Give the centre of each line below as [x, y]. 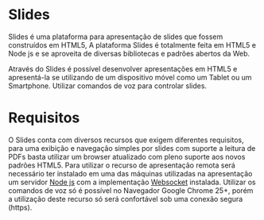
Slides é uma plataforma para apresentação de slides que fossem [116, 37]
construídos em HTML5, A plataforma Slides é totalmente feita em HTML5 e [132, 44]
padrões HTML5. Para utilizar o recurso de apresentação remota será [122, 165]
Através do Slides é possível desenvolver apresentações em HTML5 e [123, 68]
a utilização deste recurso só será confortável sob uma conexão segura [126, 199]
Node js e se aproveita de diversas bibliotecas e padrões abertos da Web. [129, 53]
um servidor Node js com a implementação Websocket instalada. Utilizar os [132, 182]
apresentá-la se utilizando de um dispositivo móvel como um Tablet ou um [130, 77]
